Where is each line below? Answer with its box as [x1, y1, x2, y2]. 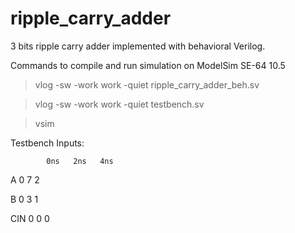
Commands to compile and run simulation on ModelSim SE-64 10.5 [10, 59, 286, 71]
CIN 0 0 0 [10, 212, 50, 224]
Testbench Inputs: [10, 137, 85, 149]
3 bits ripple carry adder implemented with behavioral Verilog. [10, 40, 266, 52]
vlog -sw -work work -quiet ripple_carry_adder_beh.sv [34, 78, 260, 91]
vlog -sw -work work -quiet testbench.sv [34, 98, 205, 110]
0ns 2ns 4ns [46, 156, 114, 166]
